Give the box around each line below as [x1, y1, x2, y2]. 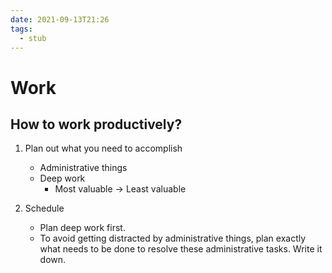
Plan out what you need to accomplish [24, 142, 183, 155]
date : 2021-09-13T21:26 [10, 14, 110, 25]
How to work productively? [10, 116, 183, 133]
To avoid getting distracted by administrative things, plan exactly [39, 232, 307, 245]
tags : [10, 24, 33, 34]
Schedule [24, 202, 65, 215]
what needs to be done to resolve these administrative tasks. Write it [39, 243, 323, 255]
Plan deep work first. [39, 222, 126, 234]
